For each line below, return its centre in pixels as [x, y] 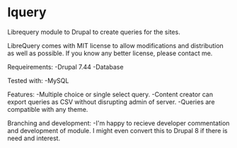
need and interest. [34, 138]
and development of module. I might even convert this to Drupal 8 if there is [117, 130]
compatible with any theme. [48, 109]
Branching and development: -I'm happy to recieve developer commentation [118, 123]
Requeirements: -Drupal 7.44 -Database [65, 67]
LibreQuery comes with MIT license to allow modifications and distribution [116, 45]
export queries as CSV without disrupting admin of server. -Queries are [111, 102]
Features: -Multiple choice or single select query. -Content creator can [110, 94]
